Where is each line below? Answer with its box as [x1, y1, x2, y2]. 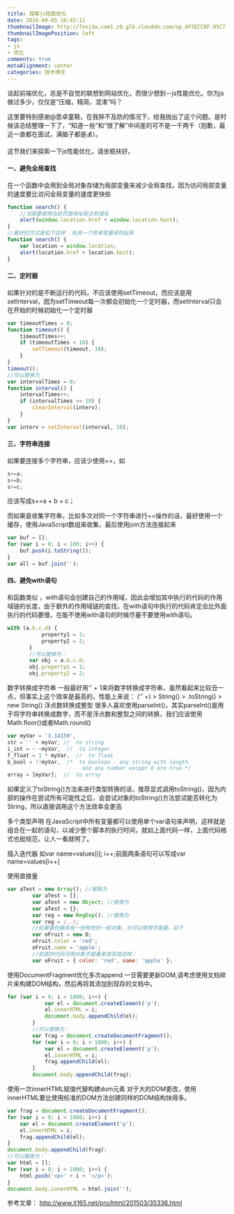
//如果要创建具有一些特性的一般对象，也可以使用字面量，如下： [32, 925, 189, 932]
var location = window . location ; [19, 242, 117, 249]
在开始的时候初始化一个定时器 [7, 305, 93, 314]
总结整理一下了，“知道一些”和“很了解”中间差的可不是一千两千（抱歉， [19, 121, 219, 129]
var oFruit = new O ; [32, 931, 92, 938]
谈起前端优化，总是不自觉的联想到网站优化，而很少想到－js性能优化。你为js [7, 89, 224, 97]
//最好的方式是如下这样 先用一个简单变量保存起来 [7, 230, 134, 237]
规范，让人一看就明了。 [25, 835, 93, 843]
